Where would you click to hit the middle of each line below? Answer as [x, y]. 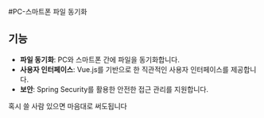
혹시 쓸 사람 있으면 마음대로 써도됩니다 [68, 106]
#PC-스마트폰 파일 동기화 [48, 11]
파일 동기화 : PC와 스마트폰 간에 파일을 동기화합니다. [100, 59]
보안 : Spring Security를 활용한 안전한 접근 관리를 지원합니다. [114, 89]
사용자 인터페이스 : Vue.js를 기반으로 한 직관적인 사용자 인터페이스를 [124, 69]
